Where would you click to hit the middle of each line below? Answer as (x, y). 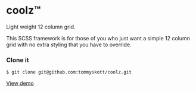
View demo (20, 83)
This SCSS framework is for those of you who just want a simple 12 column (98, 38)
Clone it (18, 60)
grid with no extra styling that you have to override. (69, 45)
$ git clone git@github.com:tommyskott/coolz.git (69, 72)
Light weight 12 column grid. (41, 27)
